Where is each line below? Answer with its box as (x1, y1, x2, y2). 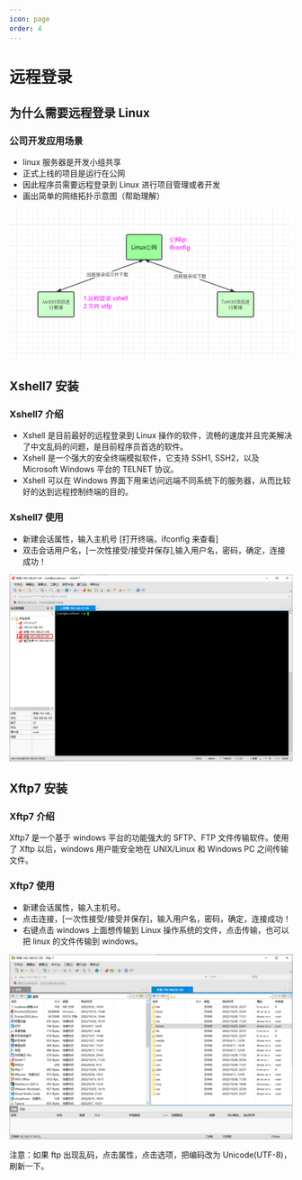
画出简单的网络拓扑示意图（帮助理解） (22, 190, 164, 202)
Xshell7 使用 (9, 511, 65, 524)
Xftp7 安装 (9, 781, 68, 797)
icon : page (9, 14, 50, 23)
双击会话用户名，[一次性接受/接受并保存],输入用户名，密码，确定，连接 (22, 544, 286, 555)
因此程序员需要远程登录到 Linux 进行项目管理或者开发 (22, 179, 221, 190)
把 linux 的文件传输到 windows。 (22, 936, 144, 947)
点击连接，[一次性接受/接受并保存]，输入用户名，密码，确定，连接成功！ (22, 913, 292, 924)
